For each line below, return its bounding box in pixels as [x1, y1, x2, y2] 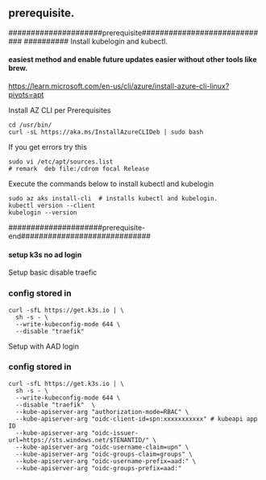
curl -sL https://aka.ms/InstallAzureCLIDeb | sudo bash [8, 128, 204, 136]
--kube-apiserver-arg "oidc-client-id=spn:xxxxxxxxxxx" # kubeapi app [15, 415, 258, 423]
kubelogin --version [8, 209, 78, 217]
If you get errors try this [8, 143, 87, 152]
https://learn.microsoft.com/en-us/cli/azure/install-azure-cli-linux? [8, 81, 230, 91]
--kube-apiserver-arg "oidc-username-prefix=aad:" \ [15, 457, 197, 466]
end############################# [8, 231, 152, 241]
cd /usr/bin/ [8, 121, 52, 130]
